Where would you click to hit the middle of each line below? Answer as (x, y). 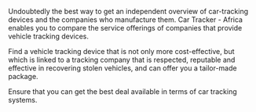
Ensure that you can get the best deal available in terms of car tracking (123, 92)
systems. (23, 100)
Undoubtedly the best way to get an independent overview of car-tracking (128, 11)
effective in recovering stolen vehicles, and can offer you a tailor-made (123, 68)
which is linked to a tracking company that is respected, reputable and (122, 60)
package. (23, 76)
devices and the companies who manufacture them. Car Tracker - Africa (126, 20)
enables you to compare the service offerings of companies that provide (125, 28)
